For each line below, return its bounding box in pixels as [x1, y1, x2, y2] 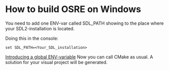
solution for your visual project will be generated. [5, 59, 108, 65]
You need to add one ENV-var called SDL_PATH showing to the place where [5, 20, 164, 26]
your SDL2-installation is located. [5, 25, 75, 31]
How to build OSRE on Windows [5, 4, 141, 15]
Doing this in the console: [5, 35, 58, 41]
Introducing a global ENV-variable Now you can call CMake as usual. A [5, 54, 153, 60]
